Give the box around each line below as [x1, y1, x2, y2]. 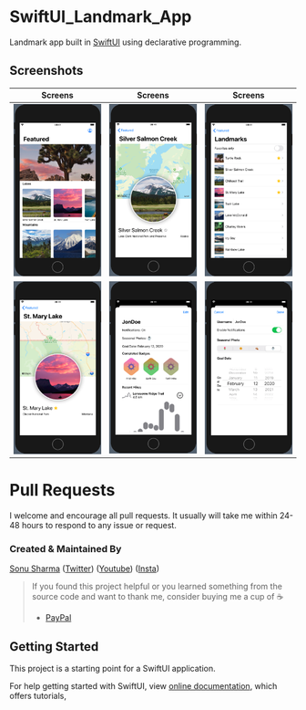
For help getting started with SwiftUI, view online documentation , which [9, 681, 278, 692]
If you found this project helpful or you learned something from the [31, 581, 282, 592]
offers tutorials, [9, 691, 66, 702]
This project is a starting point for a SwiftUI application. [9, 663, 216, 674]
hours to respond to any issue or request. [21, 520, 178, 531]
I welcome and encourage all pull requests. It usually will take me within [9, 510, 278, 521]
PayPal [45, 612, 72, 623]
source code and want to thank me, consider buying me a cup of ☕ [31, 591, 284, 602]
